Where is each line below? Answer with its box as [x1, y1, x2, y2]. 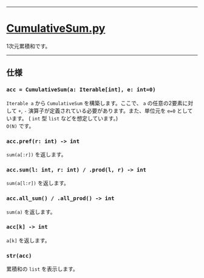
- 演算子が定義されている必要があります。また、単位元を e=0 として [24, 107, 193, 114]
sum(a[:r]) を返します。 [6, 150, 67, 158]
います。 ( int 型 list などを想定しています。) [6, 114, 118, 122]
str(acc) [6, 252, 32, 259]
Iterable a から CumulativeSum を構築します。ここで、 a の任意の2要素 [6, 99, 183, 106]
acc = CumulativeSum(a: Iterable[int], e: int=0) [6, 86, 156, 93]
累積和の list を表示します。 [6, 265, 79, 273]
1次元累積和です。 [6, 42, 51, 49]
